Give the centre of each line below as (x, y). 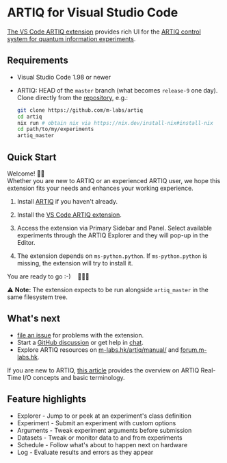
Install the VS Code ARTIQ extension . (69, 215)
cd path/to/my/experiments (55, 129)
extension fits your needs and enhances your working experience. (100, 188)
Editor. (26, 242)
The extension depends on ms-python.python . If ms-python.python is (112, 256)
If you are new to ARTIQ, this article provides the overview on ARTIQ (103, 370)
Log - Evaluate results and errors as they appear (85, 452)
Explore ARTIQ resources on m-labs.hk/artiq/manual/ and (98, 349)
